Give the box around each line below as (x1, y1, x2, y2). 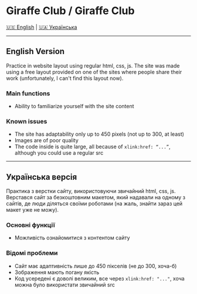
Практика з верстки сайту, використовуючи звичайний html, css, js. (6, 188, 176, 195)
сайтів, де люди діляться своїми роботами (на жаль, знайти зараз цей (6, 200, 183, 207)
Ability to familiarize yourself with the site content (14, 103, 134, 110)
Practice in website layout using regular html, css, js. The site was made (6, 62, 180, 69)
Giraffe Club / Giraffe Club (6, 4, 135, 18)
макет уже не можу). (6, 206, 59, 213)
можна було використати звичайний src (14, 281, 116, 288)
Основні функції (6, 221, 55, 229)
